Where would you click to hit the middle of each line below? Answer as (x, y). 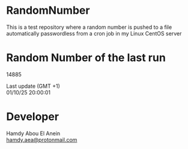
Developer (32, 117)
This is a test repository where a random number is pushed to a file (89, 27)
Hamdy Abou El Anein (33, 133)
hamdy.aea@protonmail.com (42, 139)
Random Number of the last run (86, 58)
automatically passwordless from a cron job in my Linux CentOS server (94, 33)
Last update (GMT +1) (33, 86)
